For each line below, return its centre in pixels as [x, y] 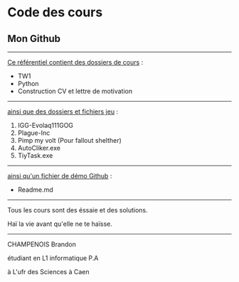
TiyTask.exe [35, 156]
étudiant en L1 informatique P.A [53, 258]
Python [28, 83]
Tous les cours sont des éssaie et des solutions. [78, 210]
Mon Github [34, 39]
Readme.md [35, 190]
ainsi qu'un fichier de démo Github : [60, 176]
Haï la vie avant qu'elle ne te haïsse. [60, 224]
